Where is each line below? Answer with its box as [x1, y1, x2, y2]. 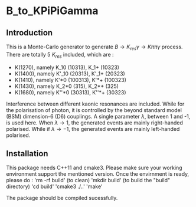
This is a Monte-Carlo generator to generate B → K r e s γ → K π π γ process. [6, 43, 183, 51]
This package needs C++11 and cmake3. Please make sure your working [6, 164, 182, 172]
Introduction [6, 28, 53, 38]
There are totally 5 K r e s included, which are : [6, 51, 114, 60]
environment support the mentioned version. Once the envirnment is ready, [6, 170, 190, 178]
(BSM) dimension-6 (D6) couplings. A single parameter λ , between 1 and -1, [6, 113, 191, 120]
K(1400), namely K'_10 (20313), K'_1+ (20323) [14, 70, 125, 77]
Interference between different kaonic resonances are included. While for [6, 100, 185, 107]
